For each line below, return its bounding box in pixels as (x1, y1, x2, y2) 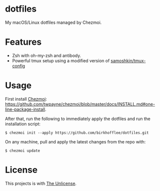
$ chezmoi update (5, 148, 40, 153)
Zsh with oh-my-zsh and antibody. (12, 52, 81, 58)
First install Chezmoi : (5, 96, 47, 102)
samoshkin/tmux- (110, 57, 146, 64)
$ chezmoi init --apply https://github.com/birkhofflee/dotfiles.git (5, 130, 149, 135)
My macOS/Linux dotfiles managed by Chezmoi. (5, 19, 102, 25)
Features (5, 36, 42, 48)
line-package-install (5, 106, 45, 112)
